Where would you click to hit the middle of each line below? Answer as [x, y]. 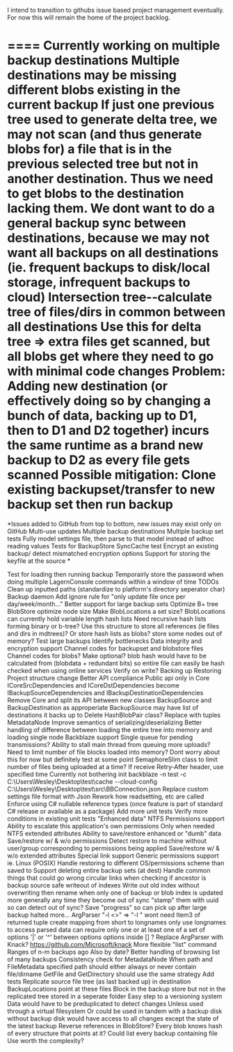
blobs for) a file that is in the [90, 149]
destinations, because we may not [109, 238]
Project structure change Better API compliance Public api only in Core [109, 678]
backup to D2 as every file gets [98, 460]
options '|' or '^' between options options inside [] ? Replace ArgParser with [115, 937]
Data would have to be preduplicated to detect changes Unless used [105, 1003]
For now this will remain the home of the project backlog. [89, 17]
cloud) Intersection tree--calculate [110, 297]
